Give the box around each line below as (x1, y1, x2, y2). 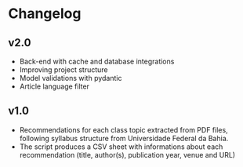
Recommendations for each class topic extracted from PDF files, (19, 125, 229, 134)
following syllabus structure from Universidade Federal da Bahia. (19, 133, 229, 143)
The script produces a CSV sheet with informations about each (19, 142, 223, 151)
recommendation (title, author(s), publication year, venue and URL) (19, 150, 236, 159)
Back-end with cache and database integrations (19, 56, 175, 66)
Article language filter (19, 82, 90, 91)
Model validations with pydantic (19, 74, 122, 82)
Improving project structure (19, 65, 108, 74)
